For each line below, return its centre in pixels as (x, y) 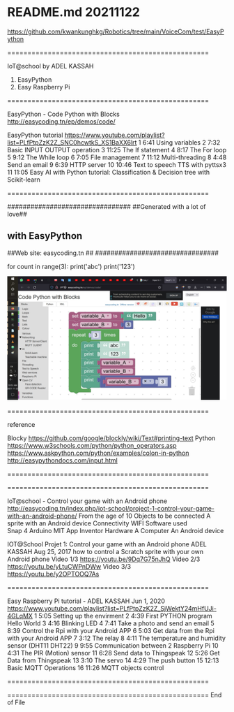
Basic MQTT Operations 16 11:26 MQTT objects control (86, 668)
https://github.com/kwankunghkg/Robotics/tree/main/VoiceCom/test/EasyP (116, 31)
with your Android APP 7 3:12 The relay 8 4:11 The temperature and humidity (117, 638)
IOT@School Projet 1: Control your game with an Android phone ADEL (107, 544)
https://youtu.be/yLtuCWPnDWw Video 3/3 (69, 567)
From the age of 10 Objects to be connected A (145, 516)
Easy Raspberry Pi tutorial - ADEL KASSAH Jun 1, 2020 (86, 601)
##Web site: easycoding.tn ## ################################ (113, 253)
